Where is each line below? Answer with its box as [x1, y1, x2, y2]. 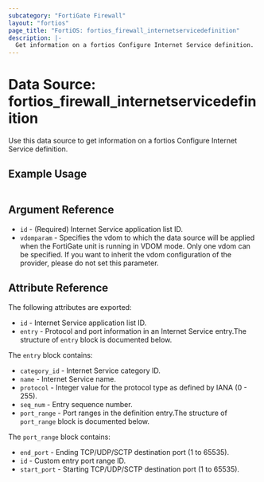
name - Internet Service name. [19, 374, 117, 383]
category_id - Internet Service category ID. [19, 366, 161, 375]
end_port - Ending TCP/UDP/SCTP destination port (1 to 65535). [19, 447, 229, 457]
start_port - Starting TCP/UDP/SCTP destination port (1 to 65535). [19, 464, 240, 474]
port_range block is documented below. [19, 416, 149, 426]
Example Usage [8, 167, 87, 181]
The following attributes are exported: [8, 302, 132, 312]
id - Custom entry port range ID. [19, 456, 126, 465]
